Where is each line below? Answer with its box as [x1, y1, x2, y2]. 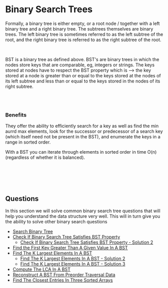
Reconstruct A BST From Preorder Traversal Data [12, 272, 116, 278]
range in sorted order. [5, 139, 51, 146]
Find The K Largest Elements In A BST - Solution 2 [20, 255, 125, 262]
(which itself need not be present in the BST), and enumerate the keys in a [5, 134, 161, 140]
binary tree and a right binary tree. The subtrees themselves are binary [5, 25, 153, 32]
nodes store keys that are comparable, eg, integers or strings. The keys [5, 62, 155, 68]
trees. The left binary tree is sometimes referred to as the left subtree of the [5, 31, 163, 37]
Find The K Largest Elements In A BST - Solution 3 [20, 261, 125, 267]
